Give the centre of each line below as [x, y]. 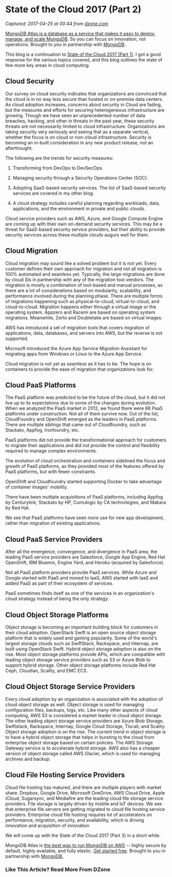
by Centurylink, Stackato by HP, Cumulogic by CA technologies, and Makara [86, 502]
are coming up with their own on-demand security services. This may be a [84, 224]
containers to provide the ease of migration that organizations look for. [80, 369]
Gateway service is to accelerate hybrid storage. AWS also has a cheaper [83, 748]
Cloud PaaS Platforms [41, 385]
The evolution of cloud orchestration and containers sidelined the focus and [85, 461]
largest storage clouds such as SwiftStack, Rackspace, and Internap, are [82, 643]
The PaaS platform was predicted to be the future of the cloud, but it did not [85, 397]
